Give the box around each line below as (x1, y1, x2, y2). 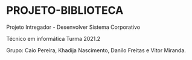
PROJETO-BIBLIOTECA (6, 4, 124, 17)
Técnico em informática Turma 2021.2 (6, 35, 101, 42)
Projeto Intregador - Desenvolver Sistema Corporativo (6, 23, 141, 31)
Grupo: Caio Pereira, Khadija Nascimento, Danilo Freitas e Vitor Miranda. (6, 46, 186, 54)
